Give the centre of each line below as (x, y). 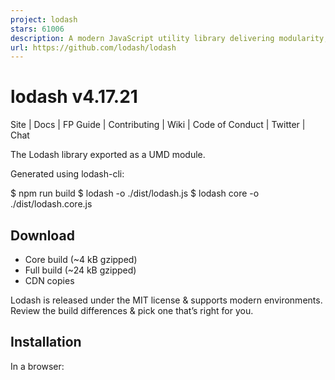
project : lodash (44, 19)
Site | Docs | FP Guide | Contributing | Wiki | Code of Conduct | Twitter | (158, 125)
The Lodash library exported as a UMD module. (108, 155)
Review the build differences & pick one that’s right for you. (132, 310)
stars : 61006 (37, 29)
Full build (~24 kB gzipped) (80, 270)
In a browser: (37, 366)
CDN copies (49, 280)
